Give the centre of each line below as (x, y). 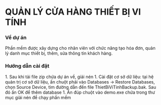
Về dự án (16, 38)
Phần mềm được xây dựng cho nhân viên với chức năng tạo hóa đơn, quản (80, 48)
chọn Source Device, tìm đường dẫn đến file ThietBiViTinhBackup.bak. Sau (80, 87)
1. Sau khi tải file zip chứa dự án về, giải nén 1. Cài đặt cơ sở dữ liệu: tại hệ (79, 77)
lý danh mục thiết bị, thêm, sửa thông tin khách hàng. (59, 53)
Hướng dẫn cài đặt (27, 66)
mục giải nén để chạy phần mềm (38, 97)
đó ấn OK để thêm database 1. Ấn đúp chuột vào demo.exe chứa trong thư (80, 92)
